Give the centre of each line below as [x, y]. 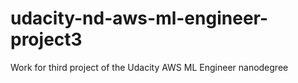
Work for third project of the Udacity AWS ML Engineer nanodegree [149, 67]
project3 [46, 39]
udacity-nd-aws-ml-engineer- [139, 18]
